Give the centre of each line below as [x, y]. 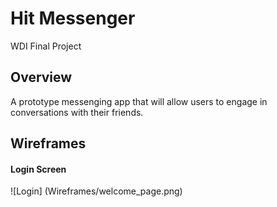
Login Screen [38, 169]
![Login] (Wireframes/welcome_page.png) [96, 191]
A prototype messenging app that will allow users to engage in [139, 101]
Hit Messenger [73, 18]
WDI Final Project [46, 46]
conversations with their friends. [77, 112]
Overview [41, 77]
